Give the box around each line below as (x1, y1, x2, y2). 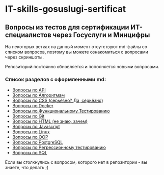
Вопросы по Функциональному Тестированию (12, 108, 110, 114)
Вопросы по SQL (12, 150, 48, 156)
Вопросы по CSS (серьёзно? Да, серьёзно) (12, 97, 103, 104)
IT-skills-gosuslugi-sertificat (5, 3, 126, 15)
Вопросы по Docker (12, 103, 54, 109)
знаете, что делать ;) (5, 165, 49, 171)
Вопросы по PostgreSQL (12, 139, 63, 146)
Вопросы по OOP (12, 134, 48, 140)
